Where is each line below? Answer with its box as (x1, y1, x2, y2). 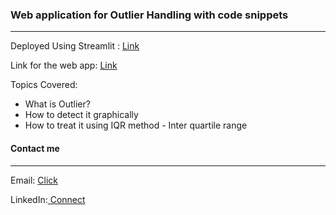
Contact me (10, 142, 60, 154)
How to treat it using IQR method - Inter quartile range (24, 119, 248, 132)
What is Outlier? (24, 98, 91, 110)
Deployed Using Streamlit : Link (10, 40, 140, 52)
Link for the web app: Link (10, 59, 118, 72)
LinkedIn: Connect (10, 193, 86, 205)
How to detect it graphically (24, 109, 139, 121)
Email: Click (10, 174, 58, 186)
